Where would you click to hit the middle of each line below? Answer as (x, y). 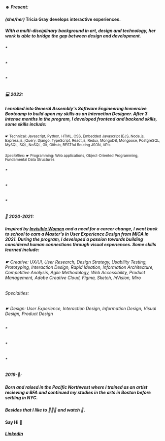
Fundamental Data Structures (30, 160)
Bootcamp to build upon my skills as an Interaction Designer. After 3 (76, 114)
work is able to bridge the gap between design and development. (73, 36)
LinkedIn (14, 434)
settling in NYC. (21, 397)
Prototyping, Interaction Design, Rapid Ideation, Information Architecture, (80, 267)
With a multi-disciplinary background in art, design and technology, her (81, 31)
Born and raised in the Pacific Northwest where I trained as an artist (76, 387)
